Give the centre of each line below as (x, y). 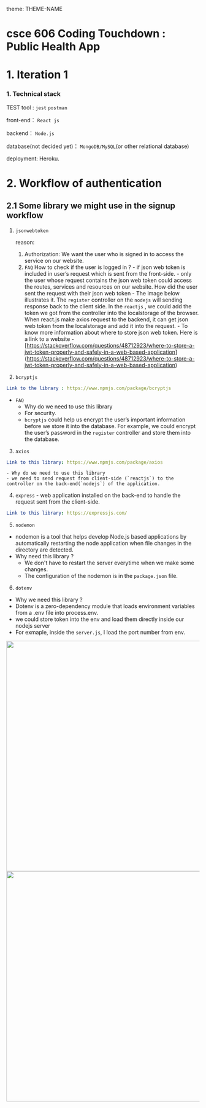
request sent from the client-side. (57, 502)
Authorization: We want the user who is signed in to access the (104, 254)
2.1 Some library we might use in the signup (91, 206)
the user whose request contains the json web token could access (108, 280)
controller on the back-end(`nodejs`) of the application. (83, 484)
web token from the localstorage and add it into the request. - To (106, 326)
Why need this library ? (44, 556)
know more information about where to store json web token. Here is (111, 332)
